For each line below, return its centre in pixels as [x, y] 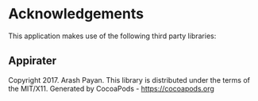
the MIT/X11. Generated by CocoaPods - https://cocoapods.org [111, 88]
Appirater [33, 61]
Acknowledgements [76, 14]
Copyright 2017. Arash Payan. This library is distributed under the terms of [129, 80]
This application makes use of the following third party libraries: [112, 36]
